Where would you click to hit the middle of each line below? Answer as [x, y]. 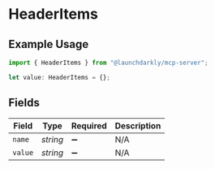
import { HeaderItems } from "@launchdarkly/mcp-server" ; [108, 63]
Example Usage [49, 44]
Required [89, 125]
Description [138, 125]
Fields [24, 103]
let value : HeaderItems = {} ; [60, 77]
